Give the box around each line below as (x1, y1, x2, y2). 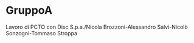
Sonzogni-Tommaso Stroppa (5, 29, 77, 36)
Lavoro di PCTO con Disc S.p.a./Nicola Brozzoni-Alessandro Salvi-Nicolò (5, 23, 188, 30)
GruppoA (5, 4, 53, 17)
